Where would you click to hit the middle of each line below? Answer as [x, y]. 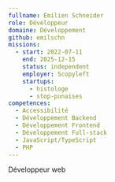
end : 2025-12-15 [49, 60]
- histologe [48, 89]
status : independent [56, 67]
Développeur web [37, 169]
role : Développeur [38, 23]
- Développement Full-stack [61, 132]
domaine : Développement [47, 30]
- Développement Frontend [58, 125]
